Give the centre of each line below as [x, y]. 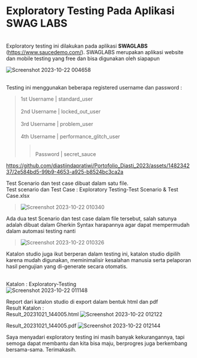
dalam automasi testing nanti [41, 231]
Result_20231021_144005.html [43, 314]
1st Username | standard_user [56, 99]
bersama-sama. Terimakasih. [41, 349]
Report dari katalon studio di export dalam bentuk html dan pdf [82, 301]
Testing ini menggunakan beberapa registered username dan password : [94, 87]
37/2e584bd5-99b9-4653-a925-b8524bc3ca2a [65, 171]
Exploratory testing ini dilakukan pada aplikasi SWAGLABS [77, 46]
